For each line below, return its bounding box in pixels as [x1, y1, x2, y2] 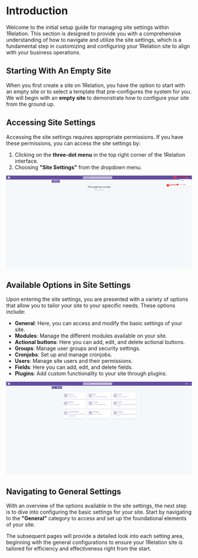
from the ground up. [6, 100, 55, 108]
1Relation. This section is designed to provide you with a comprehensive [6, 30, 181, 37]
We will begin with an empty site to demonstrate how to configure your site [6, 94, 190, 101]
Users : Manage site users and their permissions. [14, 358, 133, 365]
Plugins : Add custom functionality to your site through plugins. [14, 370, 167, 377]
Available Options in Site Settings [6, 280, 131, 290]
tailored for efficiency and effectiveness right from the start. [6, 545, 151, 552]
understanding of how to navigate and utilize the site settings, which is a [6, 36, 181, 43]
